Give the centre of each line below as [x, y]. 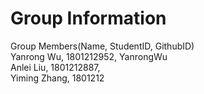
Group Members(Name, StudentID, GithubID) [102, 46]
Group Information [88, 18]
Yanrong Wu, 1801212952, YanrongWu [89, 56]
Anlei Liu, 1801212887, [55, 67]
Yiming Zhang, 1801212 [57, 78]
